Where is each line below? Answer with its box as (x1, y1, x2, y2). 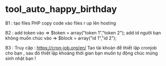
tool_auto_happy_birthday (5, 3, 117, 15)
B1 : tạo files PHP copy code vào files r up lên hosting (5, 20, 116, 26)
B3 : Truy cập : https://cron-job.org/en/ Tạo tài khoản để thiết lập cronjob (5, 44, 157, 50)
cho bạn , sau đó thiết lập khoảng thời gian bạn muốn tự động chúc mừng (5, 50, 158, 56)
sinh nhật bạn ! (5, 55, 36, 61)
